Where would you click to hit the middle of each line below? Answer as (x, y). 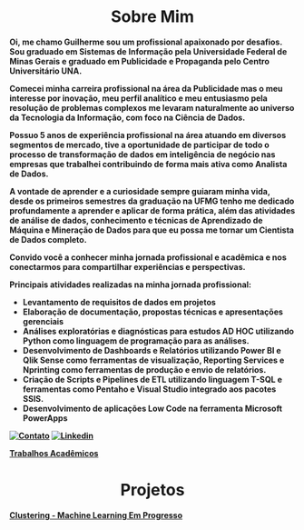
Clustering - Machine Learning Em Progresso (96, 515)
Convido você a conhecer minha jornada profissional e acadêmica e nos (148, 257)
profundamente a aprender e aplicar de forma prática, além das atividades (152, 210)
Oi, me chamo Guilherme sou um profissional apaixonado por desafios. (146, 42)
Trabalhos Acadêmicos (54, 453)
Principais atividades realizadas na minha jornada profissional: (131, 285)
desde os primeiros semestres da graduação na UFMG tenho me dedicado (152, 201)
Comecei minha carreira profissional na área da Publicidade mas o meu (146, 88)
